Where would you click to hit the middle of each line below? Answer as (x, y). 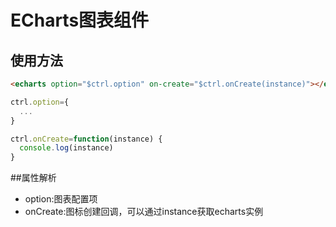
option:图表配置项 (61, 199)
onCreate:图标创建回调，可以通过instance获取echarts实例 (144, 212)
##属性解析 (33, 178)
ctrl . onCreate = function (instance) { (86, 139)
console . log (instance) (66, 148)
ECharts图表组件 (80, 20)
